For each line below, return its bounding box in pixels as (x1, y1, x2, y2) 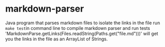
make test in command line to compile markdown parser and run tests (5, 25, 150, 31)
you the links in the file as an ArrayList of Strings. (5, 36, 108, 42)
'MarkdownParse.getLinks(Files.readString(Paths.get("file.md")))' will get (5, 30, 158, 36)
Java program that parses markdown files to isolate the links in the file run (5, 20, 160, 26)
